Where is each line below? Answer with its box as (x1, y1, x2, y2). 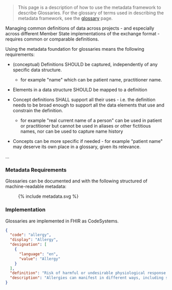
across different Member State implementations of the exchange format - (5, 31, 160, 36)
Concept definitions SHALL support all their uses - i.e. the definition (12, 97, 156, 102)
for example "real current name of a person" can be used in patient (20, 117, 162, 123)
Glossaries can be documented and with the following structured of (5, 178, 147, 184)
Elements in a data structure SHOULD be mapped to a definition (12, 87, 147, 93)
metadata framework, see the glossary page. (17, 15, 113, 21)
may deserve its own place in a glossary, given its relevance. (12, 143, 141, 150)
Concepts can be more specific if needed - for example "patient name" (12, 138, 163, 144)
